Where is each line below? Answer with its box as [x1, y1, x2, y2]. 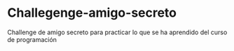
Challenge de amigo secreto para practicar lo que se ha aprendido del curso [7, 28, 228, 36]
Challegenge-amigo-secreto [7, 5, 177, 21]
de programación [7, 35, 57, 43]
